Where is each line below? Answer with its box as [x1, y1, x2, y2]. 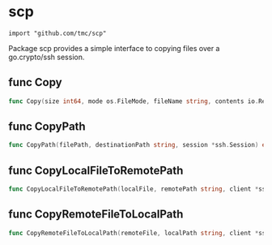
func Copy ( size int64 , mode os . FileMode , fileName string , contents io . [8, 97, 259, 105]
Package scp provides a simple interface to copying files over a [8, 43, 220, 53]
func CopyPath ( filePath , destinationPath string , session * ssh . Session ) [8, 141, 259, 149]
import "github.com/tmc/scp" [8, 29, 107, 37]
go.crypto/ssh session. [8, 52, 85, 62]
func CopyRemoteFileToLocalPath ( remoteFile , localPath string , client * [8, 229, 259, 237]
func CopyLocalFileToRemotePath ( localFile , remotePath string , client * [8, 185, 259, 193]
